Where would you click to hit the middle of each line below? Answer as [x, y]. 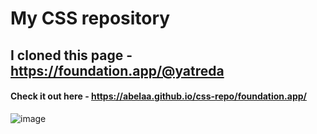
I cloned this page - [71, 55]
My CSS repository [90, 18]
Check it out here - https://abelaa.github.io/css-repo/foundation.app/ [158, 96]
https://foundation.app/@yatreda [117, 70]
